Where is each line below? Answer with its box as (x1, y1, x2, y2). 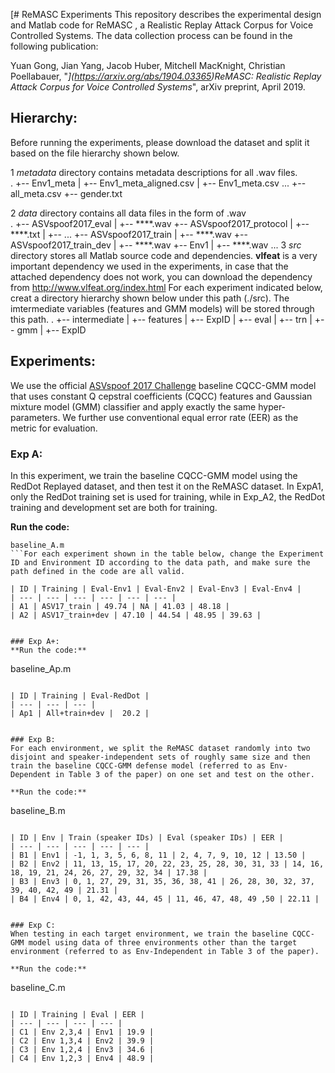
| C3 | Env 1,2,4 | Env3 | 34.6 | (10, 1044, 155, 1054)
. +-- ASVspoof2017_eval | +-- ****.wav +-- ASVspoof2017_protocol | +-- (10, 217, 310, 229)
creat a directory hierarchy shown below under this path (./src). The (10, 292, 290, 304)
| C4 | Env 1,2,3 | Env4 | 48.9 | (10, 1053, 155, 1063)
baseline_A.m (10, 540, 65, 550)
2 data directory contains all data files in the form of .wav (10, 207, 247, 219)
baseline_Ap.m (10, 662, 72, 674)
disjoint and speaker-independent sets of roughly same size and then (10, 752, 311, 762)
